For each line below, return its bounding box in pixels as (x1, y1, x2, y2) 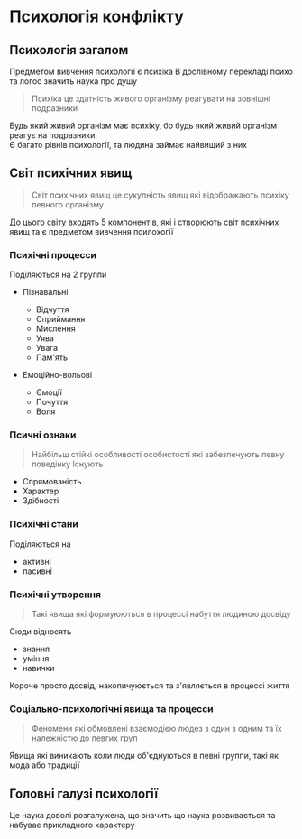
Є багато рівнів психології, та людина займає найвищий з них (9, 140, 248, 150)
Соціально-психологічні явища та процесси (9, 702, 214, 715)
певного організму (31, 198, 104, 209)
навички (22, 663, 56, 673)
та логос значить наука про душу (9, 76, 138, 87)
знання (22, 643, 50, 654)
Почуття (35, 397, 69, 408)
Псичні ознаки (9, 429, 77, 441)
